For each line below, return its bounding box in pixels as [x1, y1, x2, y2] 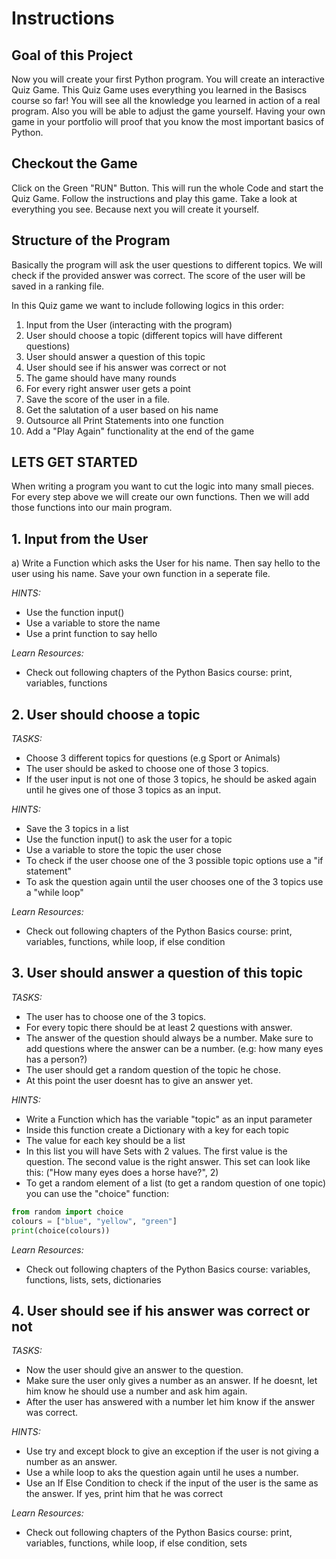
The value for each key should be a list [25, 1134, 186, 1146]
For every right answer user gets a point [25, 382, 191, 394]
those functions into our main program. [11, 502, 173, 514]
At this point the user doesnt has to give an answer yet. [25, 1074, 254, 1086]
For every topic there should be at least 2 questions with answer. [25, 1021, 293, 1033]
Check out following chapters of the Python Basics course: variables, [25, 1263, 311, 1275]
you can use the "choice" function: [25, 1187, 170, 1199]
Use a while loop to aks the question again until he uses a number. [25, 1467, 299, 1479]
